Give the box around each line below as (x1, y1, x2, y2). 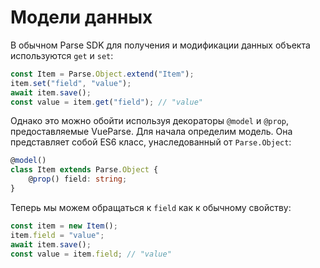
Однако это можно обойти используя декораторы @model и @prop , (10, 115, 290, 127)
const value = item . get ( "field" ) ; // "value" (10, 97, 203, 107)
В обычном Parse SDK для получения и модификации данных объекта (10, 39, 311, 51)
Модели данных (10, 6, 153, 29)
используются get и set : (10, 49, 114, 61)
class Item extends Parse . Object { (10, 165, 159, 175)
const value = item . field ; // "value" (10, 249, 172, 259)
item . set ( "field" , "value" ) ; (10, 78, 132, 88)
